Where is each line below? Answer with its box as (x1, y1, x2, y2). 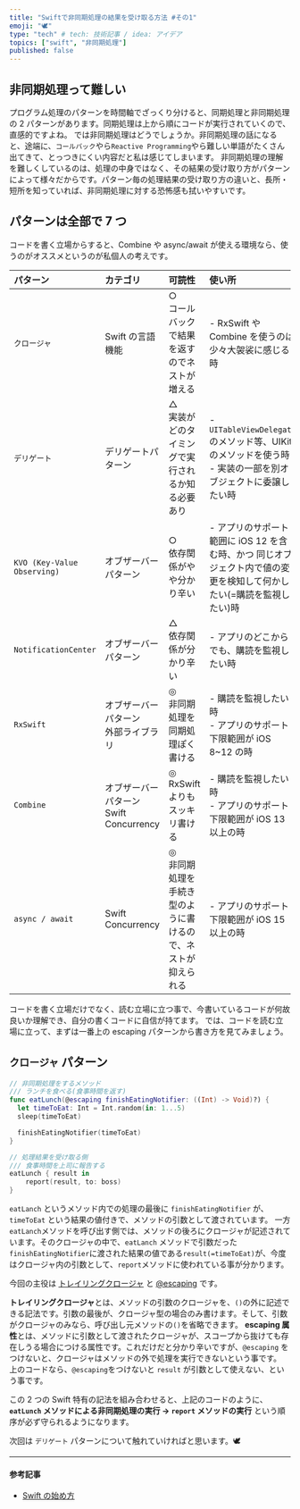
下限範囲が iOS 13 (209, 812, 286, 825)
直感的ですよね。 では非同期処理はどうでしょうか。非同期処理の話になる (9, 129, 278, 139)
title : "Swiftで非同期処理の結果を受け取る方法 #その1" (9, 13, 197, 22)
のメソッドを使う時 (209, 449, 290, 461)
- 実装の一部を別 (209, 462, 280, 474)
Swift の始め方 (21, 1490, 75, 1501)
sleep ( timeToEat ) (17, 1112, 82, 1121)
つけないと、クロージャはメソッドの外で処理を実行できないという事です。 (9, 1353, 282, 1363)
